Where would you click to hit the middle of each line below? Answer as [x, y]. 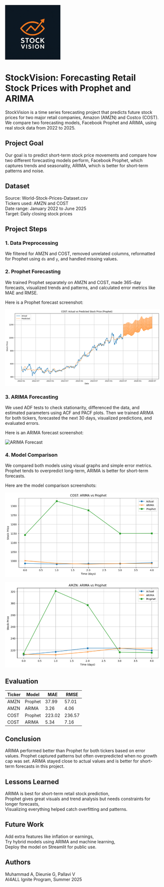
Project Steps [26, 229]
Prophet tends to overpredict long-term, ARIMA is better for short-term [77, 471]
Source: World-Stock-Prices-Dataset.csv [47, 198]
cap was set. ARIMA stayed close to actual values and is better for [72, 761]
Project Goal [24, 143]
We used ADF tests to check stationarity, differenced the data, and [72, 407]
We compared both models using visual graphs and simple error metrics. [79, 466]
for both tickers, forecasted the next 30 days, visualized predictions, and [79, 418]
